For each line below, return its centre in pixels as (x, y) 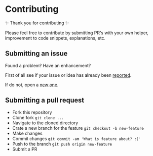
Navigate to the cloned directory (45, 123)
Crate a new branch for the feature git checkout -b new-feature (78, 128)
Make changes (27, 133)
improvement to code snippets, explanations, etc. (55, 38)
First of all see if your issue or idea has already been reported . (68, 75)
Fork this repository (32, 112)
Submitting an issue (37, 54)
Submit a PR (25, 149)
